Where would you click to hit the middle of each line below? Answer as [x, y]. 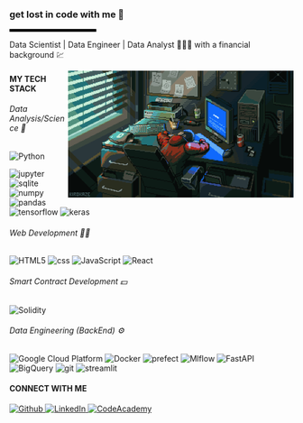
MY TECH [28, 78]
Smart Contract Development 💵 [69, 281]
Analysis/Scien [37, 119]
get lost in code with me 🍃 [67, 14]
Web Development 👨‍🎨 [50, 233]
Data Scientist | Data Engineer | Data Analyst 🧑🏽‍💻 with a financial [130, 45]
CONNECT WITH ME [48, 389]
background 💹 [37, 55]
